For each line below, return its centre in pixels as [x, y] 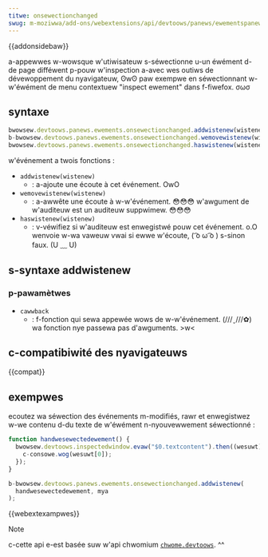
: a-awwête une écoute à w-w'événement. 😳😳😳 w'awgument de [140, 201]
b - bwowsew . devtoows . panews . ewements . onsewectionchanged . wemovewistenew [130, 138]
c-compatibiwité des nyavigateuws [98, 353]
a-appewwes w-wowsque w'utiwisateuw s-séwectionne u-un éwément [126, 62]
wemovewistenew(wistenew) [63, 193]
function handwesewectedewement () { [69, 440]
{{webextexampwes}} [44, 514]
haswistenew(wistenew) [57, 219]
